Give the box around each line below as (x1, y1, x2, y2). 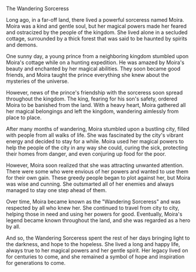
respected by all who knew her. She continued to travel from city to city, (6, 204, 180, 211)
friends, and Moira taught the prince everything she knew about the (6, 72, 170, 78)
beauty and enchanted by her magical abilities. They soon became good (6, 65, 180, 72)
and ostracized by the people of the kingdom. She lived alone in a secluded (6, 29, 188, 36)
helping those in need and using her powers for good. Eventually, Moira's (6, 211, 183, 217)
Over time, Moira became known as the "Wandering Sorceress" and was (6, 198, 181, 205)
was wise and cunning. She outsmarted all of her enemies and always (6, 180, 174, 187)
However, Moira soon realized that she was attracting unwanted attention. (6, 162, 184, 169)
